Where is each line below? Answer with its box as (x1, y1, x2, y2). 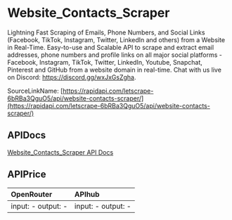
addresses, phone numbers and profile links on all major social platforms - (7, 51, 223, 59)
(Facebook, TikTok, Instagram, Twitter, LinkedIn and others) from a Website (7, 35, 226, 44)
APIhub (74, 189, 100, 199)
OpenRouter (11, 189, 53, 199)
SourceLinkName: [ (7, 86, 63, 95)
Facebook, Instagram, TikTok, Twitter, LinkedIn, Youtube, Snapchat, (7, 58, 202, 66)
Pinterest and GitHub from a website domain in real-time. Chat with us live (7, 65, 221, 74)
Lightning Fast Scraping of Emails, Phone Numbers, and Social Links (7, 28, 205, 37)
